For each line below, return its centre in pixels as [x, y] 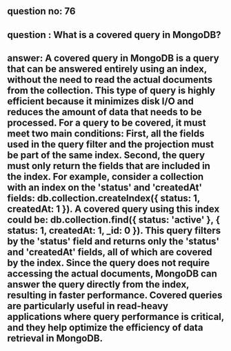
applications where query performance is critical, [115, 317]
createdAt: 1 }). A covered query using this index [113, 209]
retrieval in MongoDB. [55, 338]
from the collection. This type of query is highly [111, 91]
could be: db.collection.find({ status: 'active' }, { [114, 220]
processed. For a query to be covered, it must [107, 123]
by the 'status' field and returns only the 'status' [113, 242]
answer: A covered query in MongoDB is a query [113, 58]
